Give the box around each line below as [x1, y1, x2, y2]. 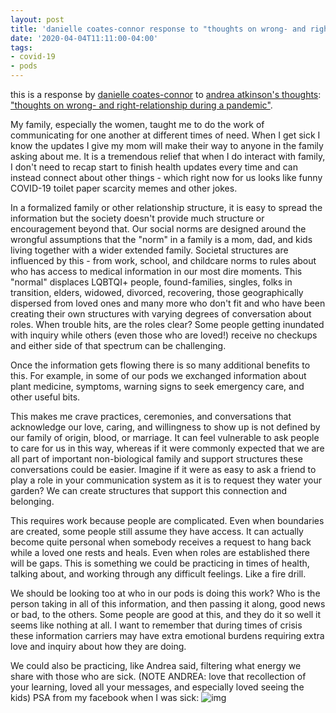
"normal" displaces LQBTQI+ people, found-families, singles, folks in [10, 276, 293, 288]
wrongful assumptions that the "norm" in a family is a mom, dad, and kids [10, 234, 313, 245]
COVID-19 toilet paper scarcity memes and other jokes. [10, 182, 238, 194]
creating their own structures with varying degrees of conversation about [10, 308, 312, 320]
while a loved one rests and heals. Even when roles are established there [10, 547, 310, 558]
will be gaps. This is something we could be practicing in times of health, [10, 557, 310, 569]
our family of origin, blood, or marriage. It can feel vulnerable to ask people [10, 432, 320, 443]
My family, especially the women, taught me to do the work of [10, 119, 265, 130]
